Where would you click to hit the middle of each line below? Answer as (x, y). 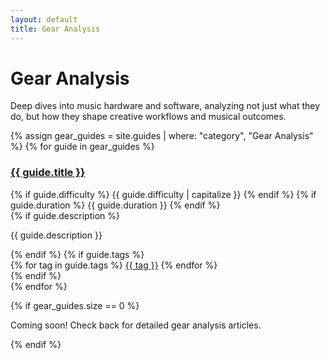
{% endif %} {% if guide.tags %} (77, 254)
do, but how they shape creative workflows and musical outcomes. (148, 117)
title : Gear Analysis (55, 29)
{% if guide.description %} (65, 215)
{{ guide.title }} (48, 173)
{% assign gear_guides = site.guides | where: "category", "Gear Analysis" (162, 136)
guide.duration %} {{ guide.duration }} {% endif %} (115, 205)
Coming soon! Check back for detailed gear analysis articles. (136, 325)
